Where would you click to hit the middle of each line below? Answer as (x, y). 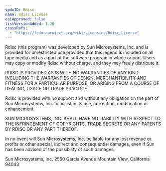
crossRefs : (16, 28)
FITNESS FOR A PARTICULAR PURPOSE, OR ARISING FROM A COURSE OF (82, 83)
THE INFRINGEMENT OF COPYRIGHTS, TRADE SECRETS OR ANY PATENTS (83, 124)
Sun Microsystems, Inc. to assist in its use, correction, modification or (77, 103)
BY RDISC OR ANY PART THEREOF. (42, 129)
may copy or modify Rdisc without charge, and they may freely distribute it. (83, 63)
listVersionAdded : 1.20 (30, 24)
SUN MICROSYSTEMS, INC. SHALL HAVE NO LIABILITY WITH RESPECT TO (83, 118)
